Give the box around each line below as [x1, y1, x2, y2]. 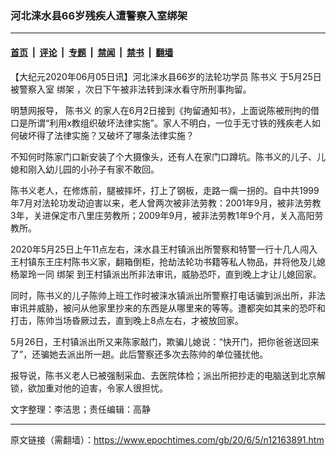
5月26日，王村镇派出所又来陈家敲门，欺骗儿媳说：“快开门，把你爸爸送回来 [10, 335, 320, 347]
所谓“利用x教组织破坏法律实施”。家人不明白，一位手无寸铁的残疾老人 [27, 117, 312, 129]
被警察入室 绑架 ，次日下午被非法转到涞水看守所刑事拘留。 [10, 83, 252, 95]
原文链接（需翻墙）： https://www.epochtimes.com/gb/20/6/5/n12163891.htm [10, 433, 325, 446]
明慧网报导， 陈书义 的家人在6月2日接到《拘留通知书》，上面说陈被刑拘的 [10, 104, 312, 116]
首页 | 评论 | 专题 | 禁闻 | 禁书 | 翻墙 [10, 46, 174, 58]
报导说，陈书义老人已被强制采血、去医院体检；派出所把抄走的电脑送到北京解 [10, 369, 326, 381]
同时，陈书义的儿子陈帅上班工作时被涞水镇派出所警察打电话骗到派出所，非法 [10, 289, 326, 301]
